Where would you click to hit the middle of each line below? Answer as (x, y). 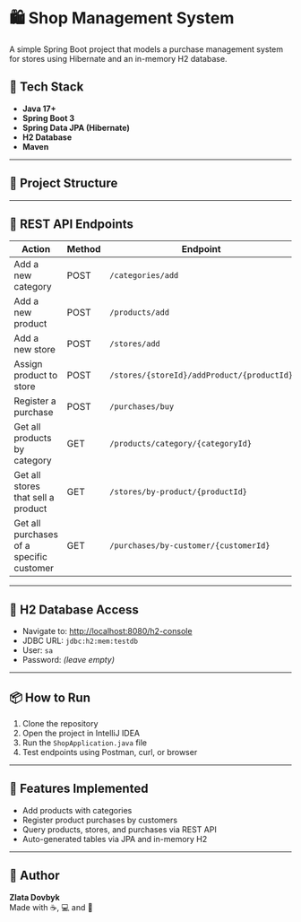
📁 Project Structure (64, 183)
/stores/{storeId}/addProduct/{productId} (202, 375)
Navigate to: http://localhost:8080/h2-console (107, 631)
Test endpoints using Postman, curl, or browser (110, 752)
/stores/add (135, 344)
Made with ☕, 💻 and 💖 (51, 907)
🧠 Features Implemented (79, 789)
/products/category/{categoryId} (181, 444)
